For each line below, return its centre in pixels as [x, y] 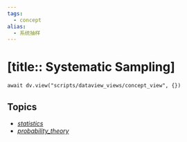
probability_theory [43, 131]
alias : [17, 26]
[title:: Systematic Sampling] [91, 67]
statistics [30, 123]
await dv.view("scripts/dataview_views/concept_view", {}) [94, 86]
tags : [15, 14]
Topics [22, 107]
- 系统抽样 [27, 33]
